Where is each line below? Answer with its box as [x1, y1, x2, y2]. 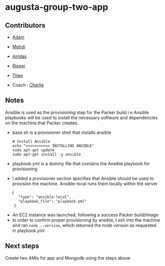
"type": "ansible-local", [18, 194, 71, 199]
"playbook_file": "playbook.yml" [18, 199, 87, 204]
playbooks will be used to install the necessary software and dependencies [5, 114, 158, 120]
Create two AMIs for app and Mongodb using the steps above [5, 255, 131, 261]
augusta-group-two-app [5, 1, 108, 13]
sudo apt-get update [12, 148, 55, 152]
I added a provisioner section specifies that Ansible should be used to [12, 175, 154, 181]
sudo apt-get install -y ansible [12, 152, 81, 157]
